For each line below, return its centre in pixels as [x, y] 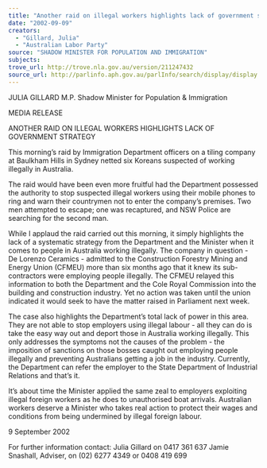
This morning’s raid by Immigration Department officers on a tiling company [132, 152]
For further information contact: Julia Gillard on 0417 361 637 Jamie [118, 447]
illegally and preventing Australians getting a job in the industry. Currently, [129, 358]
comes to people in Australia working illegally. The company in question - [128, 250]
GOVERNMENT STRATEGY [52, 137]
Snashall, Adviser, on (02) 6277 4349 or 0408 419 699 [98, 455]
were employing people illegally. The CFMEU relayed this [141, 276]
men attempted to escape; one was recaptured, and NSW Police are [120, 209]
